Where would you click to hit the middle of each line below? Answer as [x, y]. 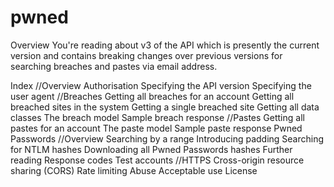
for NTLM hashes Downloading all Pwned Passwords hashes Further [151, 149]
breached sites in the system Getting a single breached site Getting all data [165, 107]
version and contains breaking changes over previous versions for [146, 55]
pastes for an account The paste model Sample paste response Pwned [156, 128]
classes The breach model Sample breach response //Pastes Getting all [157, 117]
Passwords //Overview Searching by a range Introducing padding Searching [167, 138]
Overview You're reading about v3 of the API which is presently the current [165, 45]
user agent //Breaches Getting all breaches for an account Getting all [152, 96]
